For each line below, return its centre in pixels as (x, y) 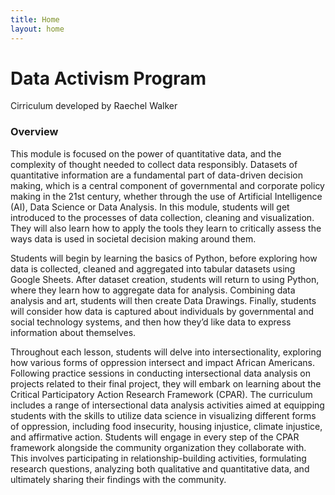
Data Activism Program (108, 78)
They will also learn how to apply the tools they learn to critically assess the (166, 228)
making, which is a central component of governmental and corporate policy (167, 185)
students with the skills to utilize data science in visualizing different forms (163, 415)
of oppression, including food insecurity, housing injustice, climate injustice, (166, 426)
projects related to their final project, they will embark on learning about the (166, 383)
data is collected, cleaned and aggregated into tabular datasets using (153, 268)
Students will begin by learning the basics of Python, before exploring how (164, 258)
